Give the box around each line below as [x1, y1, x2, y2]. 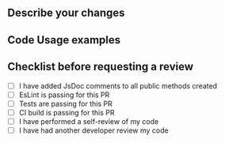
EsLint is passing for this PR [18, 90, 110, 100]
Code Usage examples [7, 33, 120, 47]
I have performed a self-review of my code [18, 116, 159, 126]
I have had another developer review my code [18, 126, 169, 135]
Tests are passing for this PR [18, 99, 113, 108]
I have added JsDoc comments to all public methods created [18, 81, 218, 90]
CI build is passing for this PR [18, 107, 116, 117]
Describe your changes [7, 6, 125, 20]
